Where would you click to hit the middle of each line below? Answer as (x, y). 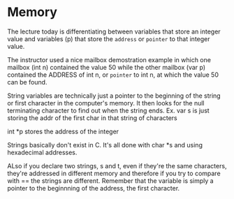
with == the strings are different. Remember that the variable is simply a (111, 180)
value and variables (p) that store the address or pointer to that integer (109, 38)
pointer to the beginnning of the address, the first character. (94, 188)
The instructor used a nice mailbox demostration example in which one (109, 59)
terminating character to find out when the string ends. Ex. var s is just (108, 110)
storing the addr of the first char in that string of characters (93, 118)
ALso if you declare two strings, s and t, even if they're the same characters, (117, 165)
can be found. (27, 82)
